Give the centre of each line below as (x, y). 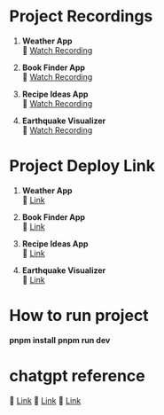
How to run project (79, 316)
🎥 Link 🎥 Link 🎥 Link (45, 400)
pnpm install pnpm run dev (60, 340)
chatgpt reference (77, 376)
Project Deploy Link (82, 166)
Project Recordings (81, 16)
